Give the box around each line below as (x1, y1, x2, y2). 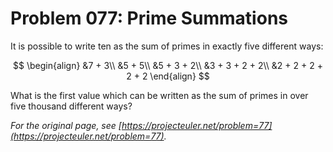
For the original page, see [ (10, 119, 122, 131)
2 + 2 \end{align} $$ (126, 70, 210, 82)
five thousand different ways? (10, 100, 133, 112)
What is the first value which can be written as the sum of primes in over (10, 89, 309, 101)
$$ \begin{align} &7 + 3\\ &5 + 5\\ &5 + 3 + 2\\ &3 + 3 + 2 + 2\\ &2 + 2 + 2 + (13, 59, 323, 71)
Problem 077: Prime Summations (10, 7, 288, 30)
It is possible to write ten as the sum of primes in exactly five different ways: (10, 40, 324, 52)
